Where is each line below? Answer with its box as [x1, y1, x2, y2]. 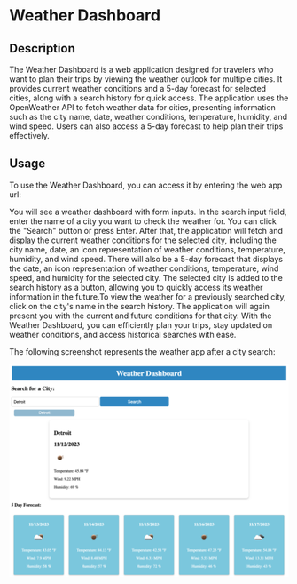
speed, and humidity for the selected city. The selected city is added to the [9, 272, 284, 283]
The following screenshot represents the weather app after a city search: [9, 346, 276, 356]
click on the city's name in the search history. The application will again [9, 300, 270, 311]
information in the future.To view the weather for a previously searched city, [9, 291, 286, 302]
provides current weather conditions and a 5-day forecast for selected [9, 84, 267, 93]
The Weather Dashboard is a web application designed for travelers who [9, 64, 274, 75]
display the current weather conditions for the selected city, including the [9, 235, 277, 245]
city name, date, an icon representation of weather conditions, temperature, [9, 244, 286, 254]
